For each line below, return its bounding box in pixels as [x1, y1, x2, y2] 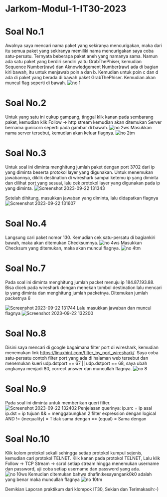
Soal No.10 [5, 433, 50, 444]
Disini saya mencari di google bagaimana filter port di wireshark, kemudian [5, 344, 159, 350]
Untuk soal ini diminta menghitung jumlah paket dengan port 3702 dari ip [5, 164, 155, 170]
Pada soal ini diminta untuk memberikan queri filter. [5, 399, 111, 406]
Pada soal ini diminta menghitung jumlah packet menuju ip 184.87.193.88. [5, 279, 155, 285]
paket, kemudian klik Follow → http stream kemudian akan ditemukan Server [5, 119, 162, 125]
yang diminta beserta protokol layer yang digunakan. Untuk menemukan [5, 169, 154, 175]
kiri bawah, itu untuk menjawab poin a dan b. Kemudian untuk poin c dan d [5, 69, 159, 75]
